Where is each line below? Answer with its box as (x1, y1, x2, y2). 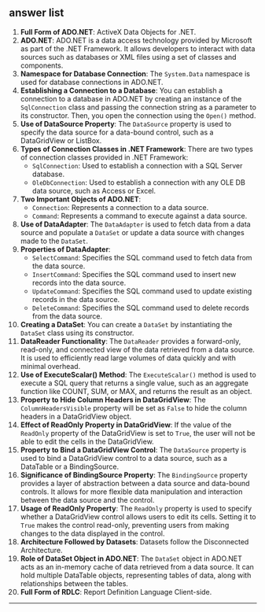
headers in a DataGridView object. (20, 411, 132, 421)
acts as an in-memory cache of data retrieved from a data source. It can (20, 562, 255, 571)
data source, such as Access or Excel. (31, 186, 156, 195)
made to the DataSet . (20, 236, 89, 245)
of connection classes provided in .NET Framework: (20, 153, 189, 162)
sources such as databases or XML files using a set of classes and (20, 52, 237, 61)
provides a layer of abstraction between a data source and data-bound (20, 478, 250, 488)
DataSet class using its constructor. (20, 328, 134, 337)
